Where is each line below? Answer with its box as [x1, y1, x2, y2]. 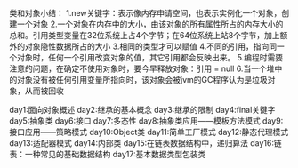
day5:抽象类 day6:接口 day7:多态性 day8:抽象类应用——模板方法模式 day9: [9, 116, 284, 126]
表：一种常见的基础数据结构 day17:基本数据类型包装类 [9, 149, 206, 159]
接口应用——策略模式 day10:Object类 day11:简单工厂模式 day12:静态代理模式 [9, 127, 289, 137]
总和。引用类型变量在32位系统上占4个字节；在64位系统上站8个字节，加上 [9, 30, 280, 40]
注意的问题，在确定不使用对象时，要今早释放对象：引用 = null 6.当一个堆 [9, 63, 275, 74]
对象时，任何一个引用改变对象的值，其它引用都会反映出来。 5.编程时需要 [16, 52, 283, 62]
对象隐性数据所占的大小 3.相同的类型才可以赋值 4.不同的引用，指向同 [24, 41, 278, 52]
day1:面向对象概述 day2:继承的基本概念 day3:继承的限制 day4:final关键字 [9, 105, 276, 115]
